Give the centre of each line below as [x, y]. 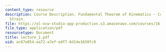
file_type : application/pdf [34, 28]
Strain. [18, 19]
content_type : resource [30, 10]
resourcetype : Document [30, 33]
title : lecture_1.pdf [27, 38]
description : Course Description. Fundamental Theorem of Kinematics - [80, 14]
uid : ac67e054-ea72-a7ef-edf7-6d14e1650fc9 [51, 42]
